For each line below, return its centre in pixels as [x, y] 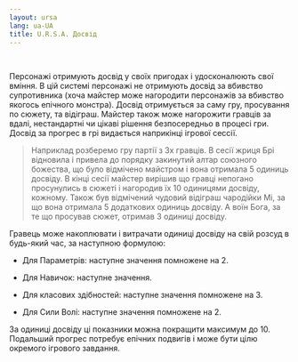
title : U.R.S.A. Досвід [53, 34]
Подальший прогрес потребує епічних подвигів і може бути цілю [133, 339]
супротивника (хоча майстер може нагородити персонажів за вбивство [147, 95]
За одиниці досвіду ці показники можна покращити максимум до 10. [140, 329]
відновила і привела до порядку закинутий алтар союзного [144, 160]
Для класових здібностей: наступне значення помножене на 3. [142, 295]
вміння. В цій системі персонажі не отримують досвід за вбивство [137, 86]
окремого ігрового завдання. [64, 349]
